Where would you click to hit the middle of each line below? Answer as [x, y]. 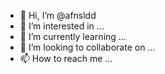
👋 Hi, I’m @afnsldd [58, 15]
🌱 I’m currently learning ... [73, 36]
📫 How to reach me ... [66, 58]
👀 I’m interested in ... [62, 26]
